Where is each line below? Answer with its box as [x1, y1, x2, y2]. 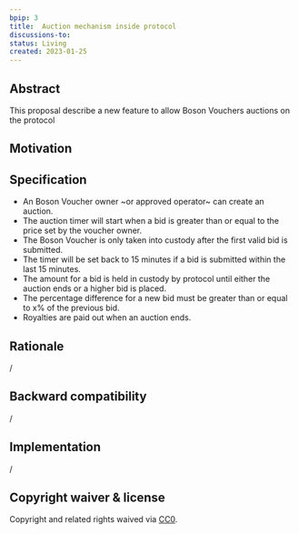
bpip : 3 [9, 13, 39, 23]
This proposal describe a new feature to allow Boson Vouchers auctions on [9, 105, 291, 116]
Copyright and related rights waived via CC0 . [9, 514, 178, 525]
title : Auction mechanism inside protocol [9, 22, 177, 31]
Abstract [9, 81, 61, 96]
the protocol [9, 115, 55, 126]
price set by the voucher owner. [22, 225, 143, 237]
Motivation [9, 141, 73, 156]
